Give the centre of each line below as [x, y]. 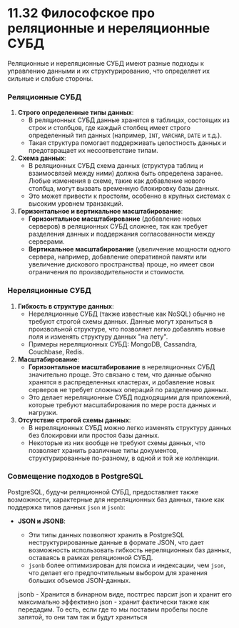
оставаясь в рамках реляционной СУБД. [91, 557]
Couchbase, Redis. [56, 352]
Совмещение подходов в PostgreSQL [76, 477]
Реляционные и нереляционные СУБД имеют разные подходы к [106, 63]
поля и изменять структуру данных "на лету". [98, 337]
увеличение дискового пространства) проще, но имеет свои [121, 264]
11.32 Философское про [81, 13]
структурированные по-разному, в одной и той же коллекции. [124, 458]
